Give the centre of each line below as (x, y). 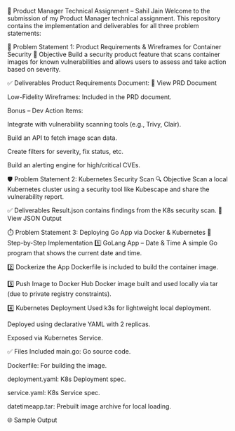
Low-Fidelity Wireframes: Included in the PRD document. (89, 97)
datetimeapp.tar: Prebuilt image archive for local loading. (89, 406)
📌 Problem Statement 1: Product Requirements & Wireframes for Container (114, 47)
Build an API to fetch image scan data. (62, 138)
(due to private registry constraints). (60, 294)
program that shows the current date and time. (75, 253)
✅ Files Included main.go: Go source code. (69, 351)
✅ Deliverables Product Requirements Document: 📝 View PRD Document (112, 83)
